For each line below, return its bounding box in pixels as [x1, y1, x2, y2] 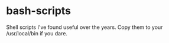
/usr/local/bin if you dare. [6, 29, 68, 37]
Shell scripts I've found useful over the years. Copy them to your [6, 24, 163, 31]
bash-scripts [6, 4, 71, 18]
